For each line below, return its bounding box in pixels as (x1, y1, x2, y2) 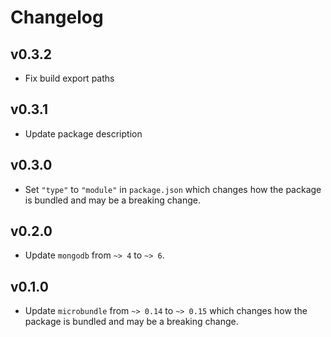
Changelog (10, 6, 104, 29)
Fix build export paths (24, 72, 115, 84)
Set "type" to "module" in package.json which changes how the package (24, 183, 322, 195)
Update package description (24, 127, 143, 140)
